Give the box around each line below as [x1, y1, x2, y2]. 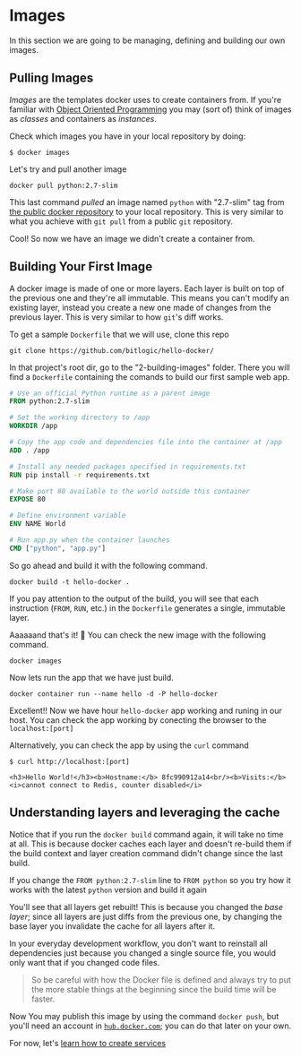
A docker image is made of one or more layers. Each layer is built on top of [9, 283, 285, 294]
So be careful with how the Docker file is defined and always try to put [30, 974, 291, 985]
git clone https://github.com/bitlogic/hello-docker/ [9, 346, 215, 355]
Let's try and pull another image [9, 163, 127, 175]
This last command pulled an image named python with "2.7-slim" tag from [9, 196, 285, 207]
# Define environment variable [9, 511, 126, 520]
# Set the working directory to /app [9, 413, 150, 422]
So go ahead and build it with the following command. [9, 560, 208, 571]
